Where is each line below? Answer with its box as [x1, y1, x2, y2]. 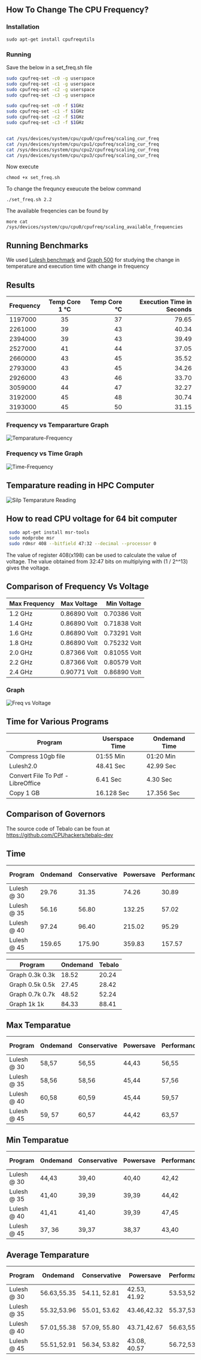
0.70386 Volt [103, 609, 142, 617]
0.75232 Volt [103, 638, 142, 647]
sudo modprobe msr [8, 535, 55, 541]
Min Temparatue [6, 1135, 69, 1145]
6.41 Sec [95, 775, 122, 783]
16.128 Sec [95, 789, 130, 797]
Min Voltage [106, 599, 142, 607]
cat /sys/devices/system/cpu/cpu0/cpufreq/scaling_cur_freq [6, 135, 160, 141]
